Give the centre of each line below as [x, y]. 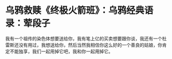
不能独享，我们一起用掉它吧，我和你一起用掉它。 [61, 51]
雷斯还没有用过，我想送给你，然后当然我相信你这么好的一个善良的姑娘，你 [84, 45]
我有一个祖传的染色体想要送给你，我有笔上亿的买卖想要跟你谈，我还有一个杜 [86, 38]
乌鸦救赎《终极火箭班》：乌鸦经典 [75, 11]
